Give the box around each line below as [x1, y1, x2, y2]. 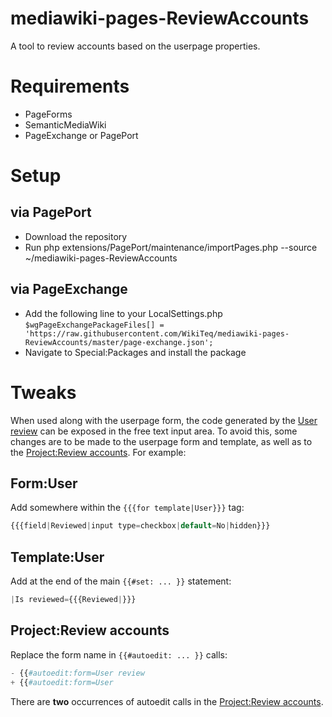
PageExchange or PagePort [24, 129, 139, 141]
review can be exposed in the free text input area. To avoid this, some [10, 425, 298, 437]
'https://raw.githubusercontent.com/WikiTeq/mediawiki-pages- [24, 328, 290, 339]
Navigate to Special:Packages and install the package [24, 346, 247, 358]
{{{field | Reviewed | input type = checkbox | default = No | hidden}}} [10, 521, 271, 531]
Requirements [10, 75, 130, 98]
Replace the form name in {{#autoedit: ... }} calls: [10, 648, 228, 661]
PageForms [24, 108, 73, 120]
